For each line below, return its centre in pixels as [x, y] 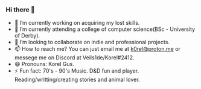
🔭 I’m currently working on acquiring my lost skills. [77, 23]
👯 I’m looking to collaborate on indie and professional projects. [92, 42]
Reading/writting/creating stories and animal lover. [77, 80]
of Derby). [27, 36]
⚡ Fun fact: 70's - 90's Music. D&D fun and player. [77, 71]
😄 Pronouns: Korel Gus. [44, 64]
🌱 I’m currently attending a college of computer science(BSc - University [105, 29]
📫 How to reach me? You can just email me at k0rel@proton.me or [97, 49]
